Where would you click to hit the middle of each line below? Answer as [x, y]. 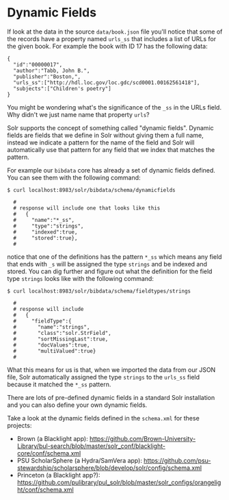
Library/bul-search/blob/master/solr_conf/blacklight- [91, 446]
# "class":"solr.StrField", [62, 333]
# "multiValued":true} [55, 351]
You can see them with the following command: [74, 177]
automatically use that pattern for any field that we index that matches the [111, 149]
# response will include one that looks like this [87, 208]
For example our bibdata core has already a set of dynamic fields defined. [111, 170]
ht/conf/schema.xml [45, 489]
